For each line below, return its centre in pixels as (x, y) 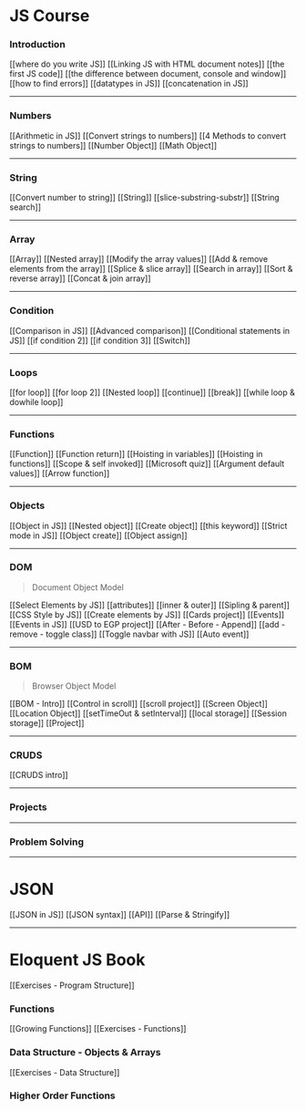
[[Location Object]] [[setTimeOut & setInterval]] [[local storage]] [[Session (148, 713)
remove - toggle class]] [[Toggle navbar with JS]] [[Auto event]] (129, 634)
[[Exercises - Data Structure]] (65, 1072)
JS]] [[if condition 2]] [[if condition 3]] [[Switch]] (100, 340)
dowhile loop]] (36, 401)
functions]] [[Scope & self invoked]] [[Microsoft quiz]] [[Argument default (147, 464)
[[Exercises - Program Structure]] (72, 985)
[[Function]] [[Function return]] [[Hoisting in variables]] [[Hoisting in (136, 454)
